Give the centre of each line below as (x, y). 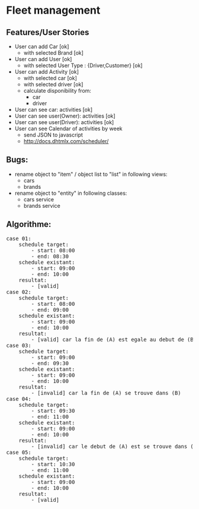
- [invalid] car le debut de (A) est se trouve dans (109, 446)
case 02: (19, 292)
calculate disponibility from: (57, 91)
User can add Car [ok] (42, 46)
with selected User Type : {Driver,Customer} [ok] (83, 65)
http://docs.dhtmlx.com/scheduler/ (66, 141)
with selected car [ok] (50, 78)
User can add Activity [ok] (46, 72)
